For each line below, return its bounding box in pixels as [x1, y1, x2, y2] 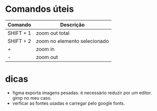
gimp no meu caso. [12, 95, 52, 101]
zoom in [36, 45, 55, 52]
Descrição [60, 21, 85, 28]
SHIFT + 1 [7, 30, 31, 37]
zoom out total [36, 30, 70, 37]
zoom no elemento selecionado [36, 37, 109, 44]
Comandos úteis [5, 3, 74, 15]
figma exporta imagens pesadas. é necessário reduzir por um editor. [12, 90, 152, 96]
